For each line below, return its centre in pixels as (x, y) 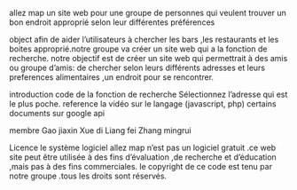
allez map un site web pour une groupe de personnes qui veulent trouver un (148, 13)
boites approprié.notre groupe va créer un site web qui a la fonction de (138, 49)
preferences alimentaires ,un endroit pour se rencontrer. (112, 77)
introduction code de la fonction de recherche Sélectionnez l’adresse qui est (148, 94)
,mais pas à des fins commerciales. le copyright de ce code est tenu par (141, 166)
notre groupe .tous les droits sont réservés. (88, 176)
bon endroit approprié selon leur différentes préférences (112, 22)
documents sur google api (57, 113)
